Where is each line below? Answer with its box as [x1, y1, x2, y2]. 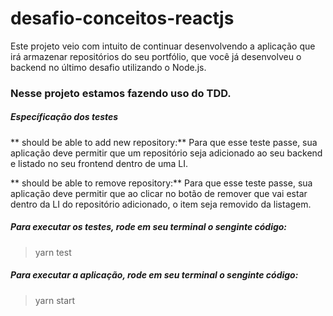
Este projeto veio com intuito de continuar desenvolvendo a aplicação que [10, 40, 316, 52]
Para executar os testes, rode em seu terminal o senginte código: [10, 221, 288, 233]
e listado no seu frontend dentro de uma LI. [10, 157, 189, 169]
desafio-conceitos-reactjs [10, 7, 235, 30]
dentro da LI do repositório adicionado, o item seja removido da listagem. [10, 198, 312, 210]
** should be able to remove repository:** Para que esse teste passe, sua [10, 177, 313, 189]
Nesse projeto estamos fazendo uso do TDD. [10, 86, 232, 100]
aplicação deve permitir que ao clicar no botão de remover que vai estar [10, 187, 308, 199]
